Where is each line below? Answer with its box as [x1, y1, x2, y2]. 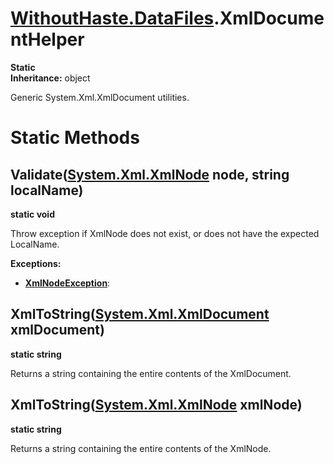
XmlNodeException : [24, 277, 111, 289]
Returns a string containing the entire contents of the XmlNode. [10, 442, 272, 454]
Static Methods [10, 127, 140, 149]
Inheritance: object [10, 72, 91, 84]
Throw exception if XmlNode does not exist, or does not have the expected [10, 227, 320, 239]
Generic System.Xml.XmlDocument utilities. [10, 91, 190, 103]
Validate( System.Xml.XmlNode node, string [10, 166, 290, 183]
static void [10, 208, 55, 220]
